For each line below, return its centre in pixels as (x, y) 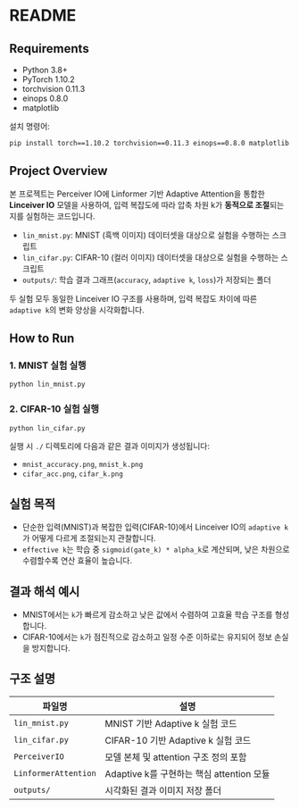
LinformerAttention (55, 773)
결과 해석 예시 (45, 592)
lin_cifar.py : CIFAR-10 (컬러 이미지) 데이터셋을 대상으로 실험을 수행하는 (150, 257)
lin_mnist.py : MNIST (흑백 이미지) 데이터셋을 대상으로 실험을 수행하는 (146, 235)
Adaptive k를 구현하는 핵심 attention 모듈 (187, 773)
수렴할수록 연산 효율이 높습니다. (77, 561)
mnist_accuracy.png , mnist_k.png (83, 464)
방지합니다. (51, 648)
